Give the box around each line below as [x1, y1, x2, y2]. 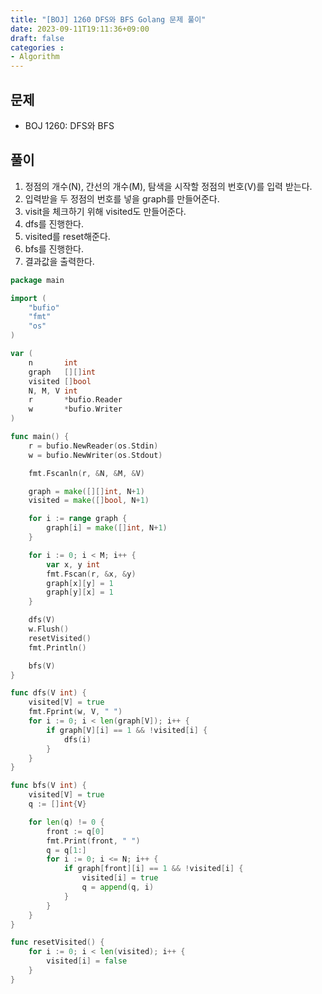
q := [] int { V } [28, 799, 87, 809]
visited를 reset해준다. [24, 230, 111, 242]
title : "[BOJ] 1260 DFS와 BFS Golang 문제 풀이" [10, 14, 207, 25]
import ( [10, 293, 47, 303]
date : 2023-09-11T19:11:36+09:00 [10, 24, 150, 34]
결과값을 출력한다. [24, 255, 95, 267]
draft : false [10, 33, 65, 43]
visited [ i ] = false [46, 956, 128, 966]
